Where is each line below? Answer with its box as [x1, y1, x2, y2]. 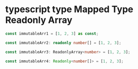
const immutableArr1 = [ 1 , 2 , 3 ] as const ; [5, 31, 99, 36]
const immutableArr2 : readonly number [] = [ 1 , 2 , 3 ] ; [5, 40, 122, 45]
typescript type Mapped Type [5, 4, 133, 15]
